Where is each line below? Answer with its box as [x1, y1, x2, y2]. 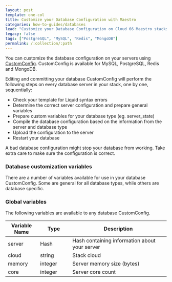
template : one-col [5, 12, 45, 17]
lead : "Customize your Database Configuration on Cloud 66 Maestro [5, 27, 153, 32]
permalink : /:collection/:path [5, 41, 72, 46]
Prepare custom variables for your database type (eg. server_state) [12, 113, 155, 119]
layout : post [5, 7, 33, 13]
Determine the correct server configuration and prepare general [12, 102, 148, 108]
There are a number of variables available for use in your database [5, 175, 146, 181]
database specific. [5, 186, 45, 192]
